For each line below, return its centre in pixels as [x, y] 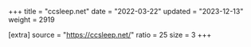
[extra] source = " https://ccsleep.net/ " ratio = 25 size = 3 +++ [110, 35]
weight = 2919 [31, 20]
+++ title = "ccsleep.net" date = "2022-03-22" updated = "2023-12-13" [126, 11]
